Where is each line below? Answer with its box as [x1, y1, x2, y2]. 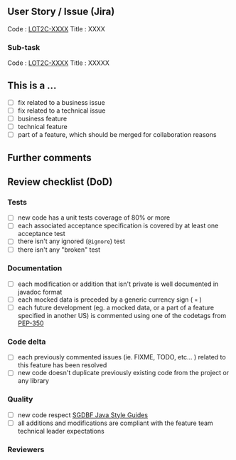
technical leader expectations [17, 426, 104, 435]
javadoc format [17, 287, 63, 296]
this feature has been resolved [17, 361, 107, 369]
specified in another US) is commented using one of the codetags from [17, 312, 227, 320]
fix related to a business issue [17, 98, 105, 106]
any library [17, 377, 50, 385]
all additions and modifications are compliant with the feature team [17, 419, 213, 427]
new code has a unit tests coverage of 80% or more [17, 213, 171, 222]
